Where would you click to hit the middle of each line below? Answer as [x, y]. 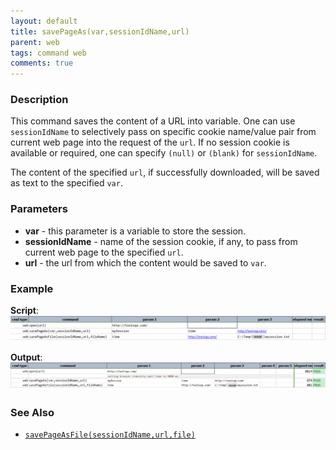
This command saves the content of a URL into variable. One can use [153, 121]
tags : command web [48, 53]
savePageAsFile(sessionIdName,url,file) [110, 435]
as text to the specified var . [66, 183]
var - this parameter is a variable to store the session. [135, 231]
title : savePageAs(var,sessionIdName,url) [100, 31]
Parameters [39, 209]
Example [32, 288]
